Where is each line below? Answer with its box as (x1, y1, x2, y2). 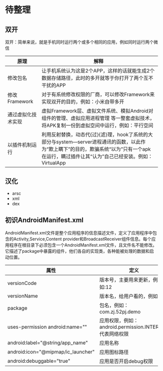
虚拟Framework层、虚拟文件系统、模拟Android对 (41, 107, 154, 114)
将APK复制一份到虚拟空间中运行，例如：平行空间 (41, 122, 154, 129)
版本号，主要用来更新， (99, 276, 153, 283)
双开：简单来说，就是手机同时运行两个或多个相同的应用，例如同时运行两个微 (5, 39, 158, 45)
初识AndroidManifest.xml (5, 216, 84, 224)
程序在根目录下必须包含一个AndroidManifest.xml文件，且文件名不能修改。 (9, 242, 157, 248)
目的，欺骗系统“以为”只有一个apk (75, 146, 151, 152)
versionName (7, 292, 38, 299)
